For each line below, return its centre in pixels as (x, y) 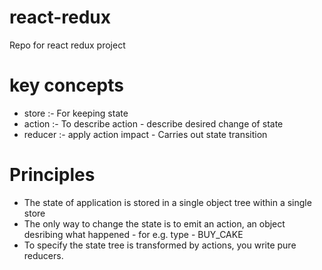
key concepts (66, 85)
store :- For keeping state (76, 113)
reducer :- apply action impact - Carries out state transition (145, 134)
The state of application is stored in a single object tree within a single (167, 202)
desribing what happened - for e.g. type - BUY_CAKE (133, 234)
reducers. (43, 255)
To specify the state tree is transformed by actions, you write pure (160, 245)
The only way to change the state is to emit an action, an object (154, 223)
